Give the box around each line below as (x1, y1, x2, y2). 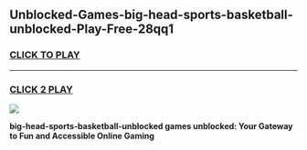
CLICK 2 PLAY (9, 83, 73, 95)
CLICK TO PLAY (9, 49, 80, 62)
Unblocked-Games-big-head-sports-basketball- (9, 7, 294, 23)
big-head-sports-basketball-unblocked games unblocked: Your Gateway (9, 120, 294, 131)
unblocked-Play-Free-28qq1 (9, 22, 175, 37)
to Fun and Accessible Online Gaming (9, 130, 155, 141)
